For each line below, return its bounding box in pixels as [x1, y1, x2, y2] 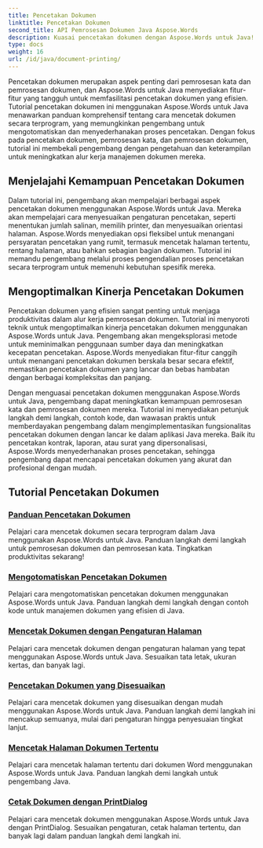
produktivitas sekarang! [8, 552, 85, 561]
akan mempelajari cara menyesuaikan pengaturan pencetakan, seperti [8, 212, 236, 221]
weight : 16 [8, 48, 44, 56]
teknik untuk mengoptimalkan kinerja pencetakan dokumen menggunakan [8, 323, 248, 332]
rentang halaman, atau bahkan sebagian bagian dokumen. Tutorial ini [8, 245, 232, 255]
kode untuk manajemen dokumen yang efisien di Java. [8, 606, 185, 616]
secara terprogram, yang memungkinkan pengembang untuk [8, 119, 206, 128]
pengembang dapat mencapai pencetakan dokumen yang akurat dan [8, 455, 232, 464]
